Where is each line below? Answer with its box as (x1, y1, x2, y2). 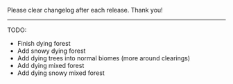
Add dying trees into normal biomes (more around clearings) (17, 54, 191, 62)
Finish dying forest (17, 40, 71, 47)
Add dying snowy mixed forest (17, 69, 105, 77)
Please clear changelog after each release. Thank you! (7, 6, 163, 14)
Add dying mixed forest (17, 62, 85, 69)
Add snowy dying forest (17, 47, 86, 55)
